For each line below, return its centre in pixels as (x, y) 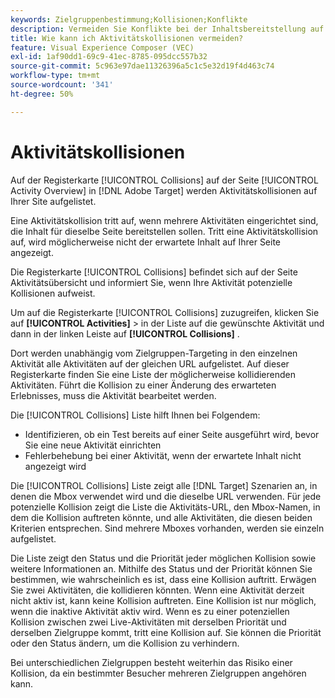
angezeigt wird (55, 466)
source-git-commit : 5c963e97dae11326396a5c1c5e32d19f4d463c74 (142, 66)
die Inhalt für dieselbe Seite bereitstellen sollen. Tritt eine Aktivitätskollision (164, 231)
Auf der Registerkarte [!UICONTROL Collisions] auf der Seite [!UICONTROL (164, 180)
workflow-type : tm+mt (55, 76)
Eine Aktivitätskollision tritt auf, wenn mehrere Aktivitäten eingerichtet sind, (164, 220)
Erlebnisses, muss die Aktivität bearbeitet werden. (113, 395)
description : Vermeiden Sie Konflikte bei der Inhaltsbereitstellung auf (167, 29)
